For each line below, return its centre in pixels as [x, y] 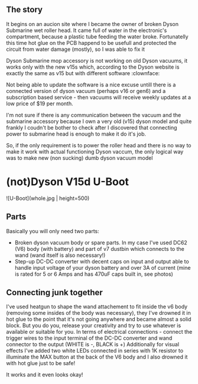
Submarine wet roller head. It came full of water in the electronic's [87, 30]
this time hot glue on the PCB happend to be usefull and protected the [91, 43]
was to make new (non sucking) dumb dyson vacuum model [79, 158]
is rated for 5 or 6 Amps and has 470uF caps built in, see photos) [94, 274]
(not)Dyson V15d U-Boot [67, 182]
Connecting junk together [55, 292]
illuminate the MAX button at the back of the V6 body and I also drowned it [97, 357]
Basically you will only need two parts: [53, 231]
